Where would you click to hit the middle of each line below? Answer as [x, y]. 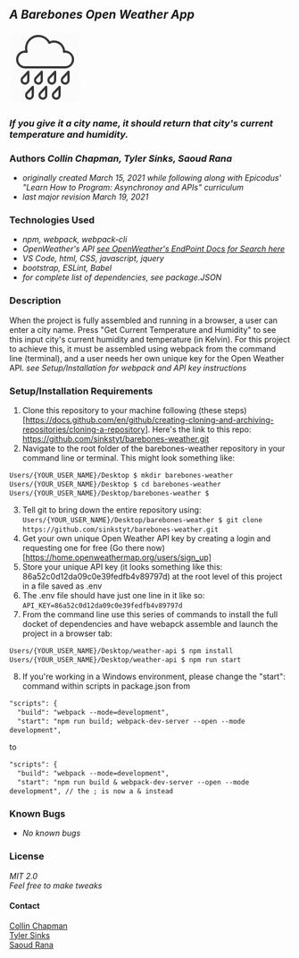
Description [35, 301]
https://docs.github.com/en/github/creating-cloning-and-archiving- [149, 420]
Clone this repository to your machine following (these [122, 410]
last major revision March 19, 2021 [85, 197]
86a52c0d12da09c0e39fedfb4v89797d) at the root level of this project [152, 576]
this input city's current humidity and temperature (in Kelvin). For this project [150, 339]
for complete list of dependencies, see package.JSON [122, 277]
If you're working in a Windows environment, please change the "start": [154, 676]
